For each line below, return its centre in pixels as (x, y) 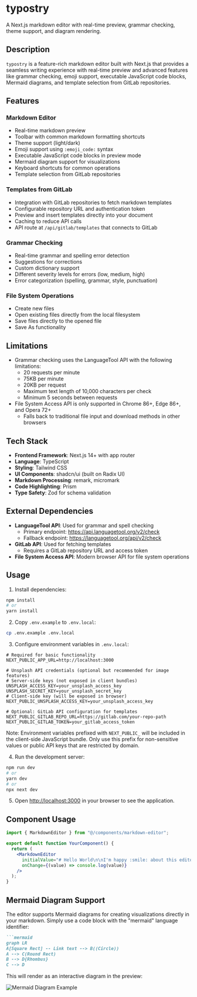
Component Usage (41, 819)
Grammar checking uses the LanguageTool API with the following (93, 360)
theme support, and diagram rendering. (54, 31)
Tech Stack (27, 441)
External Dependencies (50, 511)
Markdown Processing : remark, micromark (67, 480)
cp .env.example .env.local (40, 633)
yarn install (22, 611)
